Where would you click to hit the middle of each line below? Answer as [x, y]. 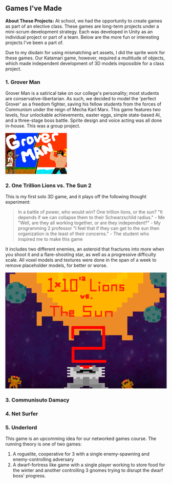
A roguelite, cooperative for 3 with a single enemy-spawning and [81, 454]
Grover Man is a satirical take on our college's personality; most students [82, 93]
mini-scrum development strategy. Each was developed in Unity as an [79, 31]
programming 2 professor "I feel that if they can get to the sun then [89, 228]
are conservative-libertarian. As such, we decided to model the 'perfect [81, 99]
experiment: [18, 202]
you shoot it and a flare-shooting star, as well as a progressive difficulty [81, 255]
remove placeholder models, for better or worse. [56, 265]
